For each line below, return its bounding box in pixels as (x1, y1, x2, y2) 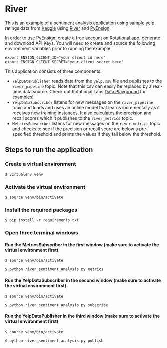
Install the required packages (5, 206, 78, 213)
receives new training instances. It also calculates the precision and (12, 110, 152, 116)
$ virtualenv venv (5, 172, 43, 177)
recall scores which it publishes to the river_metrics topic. (12, 115, 134, 121)
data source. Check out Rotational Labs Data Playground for (22, 88, 146, 94)
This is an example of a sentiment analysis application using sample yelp (5, 20, 155, 26)
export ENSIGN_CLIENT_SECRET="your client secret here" (5, 59, 124, 64)
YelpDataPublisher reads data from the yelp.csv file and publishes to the (12, 78, 162, 84)
